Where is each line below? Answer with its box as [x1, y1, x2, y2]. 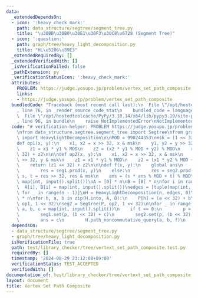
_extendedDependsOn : [11, 14, 62, 20]
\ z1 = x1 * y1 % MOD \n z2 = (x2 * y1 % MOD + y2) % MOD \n [16, 146, 181, 152]
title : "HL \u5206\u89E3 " [16, 47, 78, 53]
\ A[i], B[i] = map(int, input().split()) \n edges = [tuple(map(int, [16, 184, 192, 190]
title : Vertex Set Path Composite [6, 283, 91, 289]
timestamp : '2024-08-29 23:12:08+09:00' [11, 256, 112, 261]
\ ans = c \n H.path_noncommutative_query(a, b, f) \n [16, 217, 186, 223]
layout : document [6, 277, 49, 283]
